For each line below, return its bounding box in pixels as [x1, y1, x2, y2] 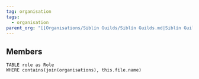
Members [6, 46, 43, 56]
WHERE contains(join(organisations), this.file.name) [6, 67, 142, 73]
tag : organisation [6, 8, 52, 15]
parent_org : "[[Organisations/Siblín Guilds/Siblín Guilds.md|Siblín [6, 25, 182, 31]
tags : [6, 14, 20, 20]
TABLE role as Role [6, 62, 54, 68]
